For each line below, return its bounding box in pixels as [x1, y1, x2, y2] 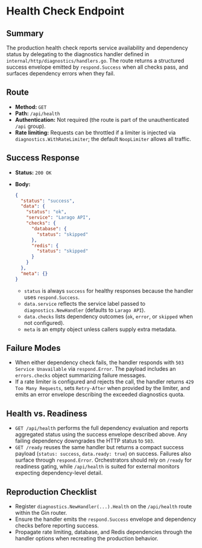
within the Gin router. [14, 509, 68, 517]
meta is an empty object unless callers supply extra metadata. [24, 326, 177, 333]
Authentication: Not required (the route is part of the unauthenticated [14, 116, 189, 123]
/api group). [14, 122, 46, 130]
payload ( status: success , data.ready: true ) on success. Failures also [14, 450, 192, 458]
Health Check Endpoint [6, 4, 125, 18]
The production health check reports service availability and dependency [6, 44, 188, 51]
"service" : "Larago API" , [26, 215, 92, 221]
